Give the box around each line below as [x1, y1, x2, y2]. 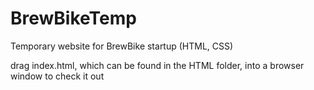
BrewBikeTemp [10, 7, 137, 30]
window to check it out [10, 70, 105, 82]
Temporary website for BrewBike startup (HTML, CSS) [10, 40, 234, 52]
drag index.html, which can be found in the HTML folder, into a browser [10, 59, 305, 71]
